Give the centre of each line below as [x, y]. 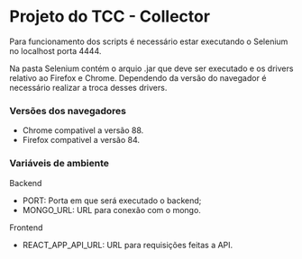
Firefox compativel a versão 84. [81, 140]
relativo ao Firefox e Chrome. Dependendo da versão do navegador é [138, 77]
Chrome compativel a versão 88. [83, 130]
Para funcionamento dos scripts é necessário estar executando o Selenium [149, 41]
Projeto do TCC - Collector [110, 17]
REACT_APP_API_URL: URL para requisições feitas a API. [128, 245]
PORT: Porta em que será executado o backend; [112, 201]
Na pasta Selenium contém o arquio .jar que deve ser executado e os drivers [151, 68]
